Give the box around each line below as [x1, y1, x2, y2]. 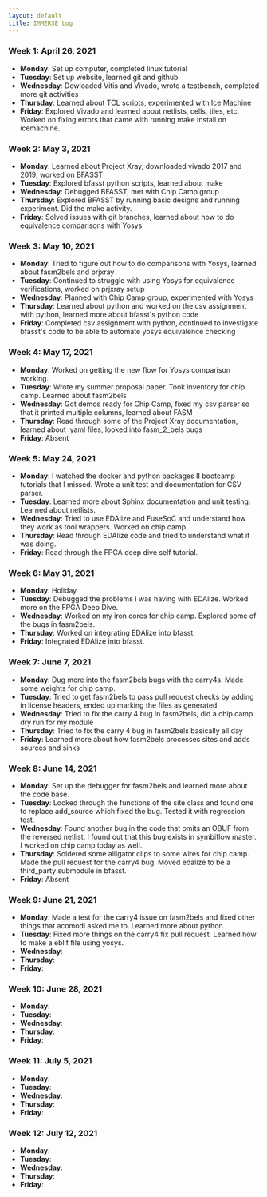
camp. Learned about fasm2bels [19, 390, 128, 400]
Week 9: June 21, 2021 [8, 894, 97, 905]
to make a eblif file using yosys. [19, 938, 124, 948]
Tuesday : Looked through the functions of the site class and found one [19, 797, 254, 808]
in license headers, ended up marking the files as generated [19, 700, 218, 710]
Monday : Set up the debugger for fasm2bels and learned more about [19, 780, 248, 790]
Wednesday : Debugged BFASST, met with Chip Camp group [19, 187, 219, 197]
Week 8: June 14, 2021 [8, 763, 97, 774]
